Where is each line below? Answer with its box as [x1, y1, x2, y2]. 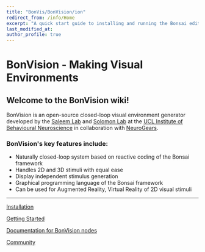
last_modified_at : [6, 26, 53, 32]
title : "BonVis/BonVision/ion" [6, 9, 86, 15]
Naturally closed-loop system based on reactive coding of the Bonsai [15, 153, 190, 160]
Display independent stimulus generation [15, 173, 118, 180]
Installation [6, 203, 34, 211]
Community [6, 239, 35, 246]
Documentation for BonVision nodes [6, 227, 98, 234]
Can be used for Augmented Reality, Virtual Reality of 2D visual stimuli [15, 185, 192, 193]
